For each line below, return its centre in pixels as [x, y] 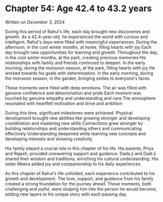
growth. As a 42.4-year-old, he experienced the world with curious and [77, 37]
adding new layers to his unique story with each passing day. [66, 194]
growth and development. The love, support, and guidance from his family [79, 179]
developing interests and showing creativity [49, 139]
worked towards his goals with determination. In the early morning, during [79, 73]
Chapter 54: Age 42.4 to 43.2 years [79, 9]
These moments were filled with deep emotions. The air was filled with [76, 88]
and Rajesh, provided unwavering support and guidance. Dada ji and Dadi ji [81, 153]
